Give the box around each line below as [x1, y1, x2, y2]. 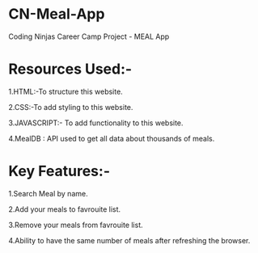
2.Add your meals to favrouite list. [8, 204, 121, 214]
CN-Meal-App [8, 5, 105, 23]
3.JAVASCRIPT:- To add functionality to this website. [8, 118, 184, 128]
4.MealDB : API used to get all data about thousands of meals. [8, 133, 215, 143]
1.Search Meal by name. [8, 188, 88, 198]
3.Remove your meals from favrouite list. [8, 220, 143, 230]
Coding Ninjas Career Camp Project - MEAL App [8, 32, 170, 41]
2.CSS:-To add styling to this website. [8, 102, 133, 112]
